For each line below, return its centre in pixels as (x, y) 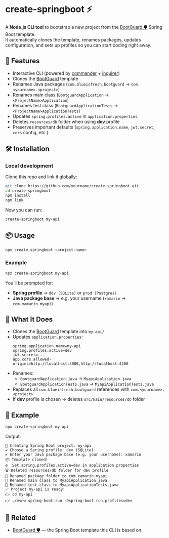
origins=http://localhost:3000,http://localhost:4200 (70, 364)
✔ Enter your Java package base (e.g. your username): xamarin (73, 455)
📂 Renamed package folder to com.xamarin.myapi (56, 476)
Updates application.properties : (48, 337)
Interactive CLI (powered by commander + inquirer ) (66, 73)
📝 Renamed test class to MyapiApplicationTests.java (62, 485)
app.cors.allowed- (32, 359)
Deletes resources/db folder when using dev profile (66, 121)
